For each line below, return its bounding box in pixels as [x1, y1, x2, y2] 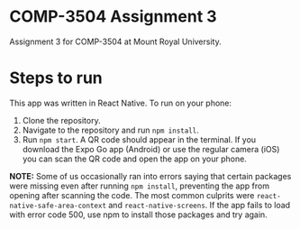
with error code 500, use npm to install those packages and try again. [9, 209, 268, 220]
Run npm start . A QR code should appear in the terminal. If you [22, 133, 257, 145]
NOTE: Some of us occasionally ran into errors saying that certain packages [9, 170, 292, 181]
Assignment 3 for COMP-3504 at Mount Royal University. [9, 36, 223, 47]
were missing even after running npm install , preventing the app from [9, 180, 270, 191]
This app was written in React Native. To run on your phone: [9, 97, 232, 108]
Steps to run [9, 68, 104, 88]
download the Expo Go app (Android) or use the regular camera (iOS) [22, 143, 280, 154]
